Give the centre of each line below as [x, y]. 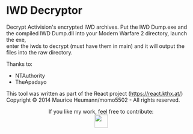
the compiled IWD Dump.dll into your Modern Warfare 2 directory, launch [97, 33]
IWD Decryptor [44, 10]
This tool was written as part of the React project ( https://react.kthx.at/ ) [95, 93]
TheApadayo [31, 82]
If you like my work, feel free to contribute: [101, 111]
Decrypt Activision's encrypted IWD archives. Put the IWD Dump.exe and [97, 27]
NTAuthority [30, 75]
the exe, [16, 39]
